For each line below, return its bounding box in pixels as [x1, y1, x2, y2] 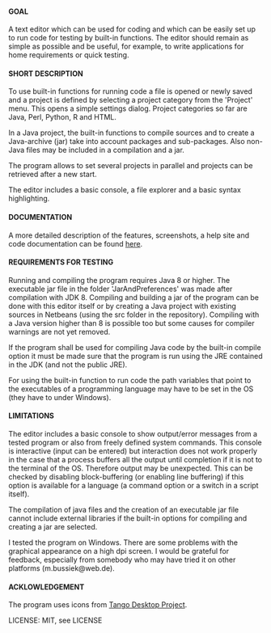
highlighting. [8, 194, 50, 204]
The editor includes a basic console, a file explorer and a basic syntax [8, 185, 241, 195]
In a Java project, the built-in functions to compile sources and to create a [8, 128, 255, 137]
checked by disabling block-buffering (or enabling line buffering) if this [8, 472, 244, 482]
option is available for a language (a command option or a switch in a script [8, 481, 259, 491]
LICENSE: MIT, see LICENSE [8, 615, 103, 626]
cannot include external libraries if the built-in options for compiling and [8, 513, 248, 523]
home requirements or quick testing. [8, 50, 129, 60]
